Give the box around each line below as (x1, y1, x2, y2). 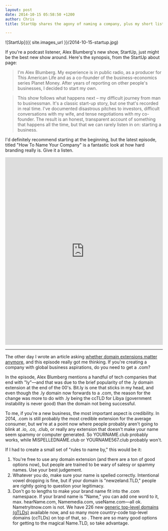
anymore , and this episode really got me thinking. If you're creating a (5, 359, 147, 365)
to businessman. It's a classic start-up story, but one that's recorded (17, 101, 158, 107)
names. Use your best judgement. (12, 467, 82, 473)
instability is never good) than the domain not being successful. (5, 401, 136, 407)
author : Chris (5, 17, 35, 22)
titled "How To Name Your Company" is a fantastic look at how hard (5, 142, 145, 148)
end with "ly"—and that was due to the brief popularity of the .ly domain (5, 379, 153, 385)
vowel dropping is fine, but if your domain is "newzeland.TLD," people (12, 477, 156, 483)
